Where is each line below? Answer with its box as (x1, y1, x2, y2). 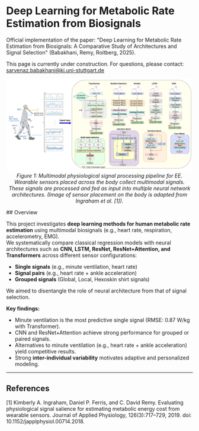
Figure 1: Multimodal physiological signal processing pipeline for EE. (17, 172, 182, 179)
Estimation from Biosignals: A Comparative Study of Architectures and (6, 43, 178, 50)
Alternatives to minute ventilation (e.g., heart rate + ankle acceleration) (14, 342, 188, 349)
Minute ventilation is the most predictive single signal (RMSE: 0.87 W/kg (14, 317, 190, 324)
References (6, 383, 50, 393)
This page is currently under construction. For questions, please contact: (6, 60, 184, 67)
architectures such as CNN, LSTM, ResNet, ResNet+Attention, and (6, 246, 171, 253)
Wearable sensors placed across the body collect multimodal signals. (14, 179, 185, 186)
